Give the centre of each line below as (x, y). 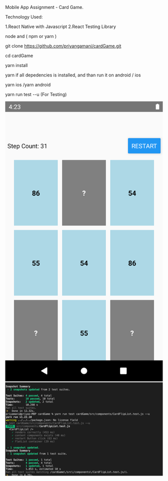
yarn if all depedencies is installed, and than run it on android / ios (73, 75)
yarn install (16, 65)
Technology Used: (24, 17)
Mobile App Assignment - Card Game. (44, 7)
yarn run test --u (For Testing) (36, 94)
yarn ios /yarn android (28, 85)
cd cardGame (19, 55)
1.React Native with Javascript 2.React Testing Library (61, 26)
